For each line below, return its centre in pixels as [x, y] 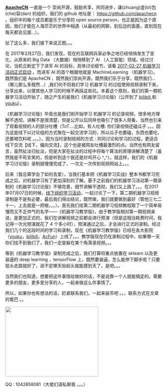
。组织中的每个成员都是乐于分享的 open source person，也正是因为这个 [79, 20]
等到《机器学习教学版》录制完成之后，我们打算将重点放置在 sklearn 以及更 [82, 253]
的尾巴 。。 [16, 299]
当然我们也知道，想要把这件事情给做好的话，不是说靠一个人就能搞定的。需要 [83, 276]
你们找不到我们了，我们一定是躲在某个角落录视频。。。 [60, 243]
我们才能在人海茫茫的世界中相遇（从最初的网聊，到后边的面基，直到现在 [88, 26]
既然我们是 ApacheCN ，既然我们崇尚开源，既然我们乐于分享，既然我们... [80, 78]
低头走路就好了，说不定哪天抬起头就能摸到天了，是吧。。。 [64, 266]
